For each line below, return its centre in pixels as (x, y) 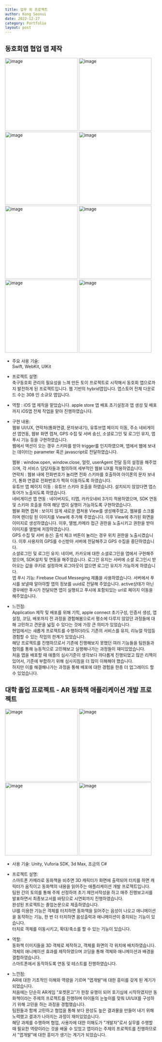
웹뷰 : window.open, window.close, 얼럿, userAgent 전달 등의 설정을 (78, 462)
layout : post (18, 28)
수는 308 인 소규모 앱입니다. (44, 395)
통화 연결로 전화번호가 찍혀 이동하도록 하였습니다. (65, 480)
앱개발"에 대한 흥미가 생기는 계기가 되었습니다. (63, 1035)
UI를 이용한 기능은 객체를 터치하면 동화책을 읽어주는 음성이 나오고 (74, 911)
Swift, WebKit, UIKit (32, 366)
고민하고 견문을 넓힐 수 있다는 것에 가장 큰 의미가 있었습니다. (74, 624)
